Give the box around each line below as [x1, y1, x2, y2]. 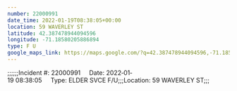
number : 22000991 [7, 10, 59, 17]
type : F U [7, 43, 37, 50]
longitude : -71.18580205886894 [7, 36, 99, 43]
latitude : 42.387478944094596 [7, 29, 97, 37]
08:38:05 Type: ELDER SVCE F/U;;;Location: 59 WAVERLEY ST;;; [15, 76, 210, 84]
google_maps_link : [7, 50, 61, 57]
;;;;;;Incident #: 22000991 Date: [7, 68, 105, 77]
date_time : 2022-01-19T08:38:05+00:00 [7, 17, 121, 24]
